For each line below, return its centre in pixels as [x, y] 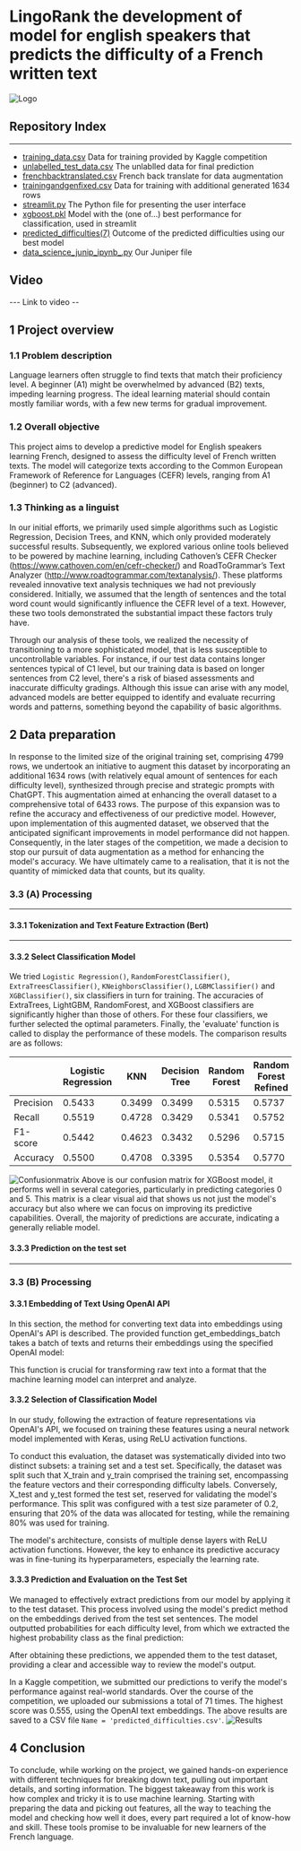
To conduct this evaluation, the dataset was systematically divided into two [148, 1456]
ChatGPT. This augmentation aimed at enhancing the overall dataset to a [143, 795]
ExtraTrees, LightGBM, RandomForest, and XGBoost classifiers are [132, 1005]
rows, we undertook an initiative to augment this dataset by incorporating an [150, 766]
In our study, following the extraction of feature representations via [133, 1420]
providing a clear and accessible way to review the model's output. [133, 1664]
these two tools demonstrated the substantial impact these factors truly [141, 613]
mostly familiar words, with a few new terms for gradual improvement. [138, 404]
